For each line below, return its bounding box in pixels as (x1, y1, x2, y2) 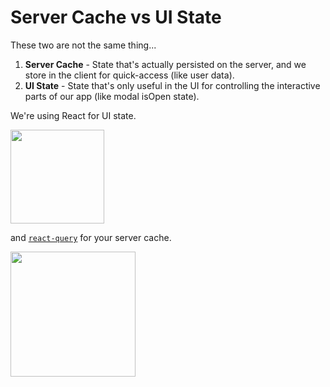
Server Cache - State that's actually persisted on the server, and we (24, 58, 307, 70)
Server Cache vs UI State (10, 6, 222, 29)
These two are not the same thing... (10, 39, 157, 51)
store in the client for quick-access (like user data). (24, 69, 235, 81)
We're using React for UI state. (10, 109, 137, 121)
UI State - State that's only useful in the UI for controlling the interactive (24, 79, 321, 91)
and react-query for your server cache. (10, 231, 172, 243)
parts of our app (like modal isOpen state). (24, 90, 200, 102)
